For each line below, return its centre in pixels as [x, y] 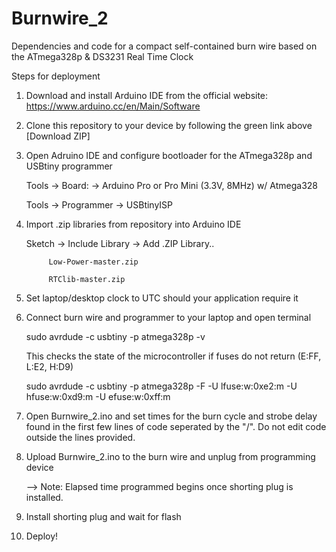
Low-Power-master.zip [93, 262]
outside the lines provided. [80, 437]
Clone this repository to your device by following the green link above [169, 125]
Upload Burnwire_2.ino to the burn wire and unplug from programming [170, 456]
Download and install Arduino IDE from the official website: [147, 95]
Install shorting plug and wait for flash [103, 516]
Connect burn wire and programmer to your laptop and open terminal [168, 317]
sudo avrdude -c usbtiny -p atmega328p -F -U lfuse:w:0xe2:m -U [161, 386]
